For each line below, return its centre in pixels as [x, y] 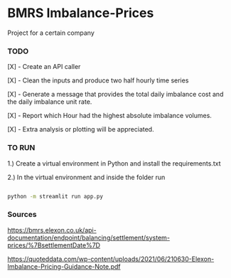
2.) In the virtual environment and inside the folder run [86, 177]
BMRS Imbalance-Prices [81, 13]
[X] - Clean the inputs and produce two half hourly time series [98, 80]
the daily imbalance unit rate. [50, 102]
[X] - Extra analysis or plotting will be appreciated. [81, 129]
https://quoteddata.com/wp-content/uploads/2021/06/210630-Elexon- [111, 259]
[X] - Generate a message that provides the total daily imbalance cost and [116, 95]
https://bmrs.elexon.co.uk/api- [52, 230]
